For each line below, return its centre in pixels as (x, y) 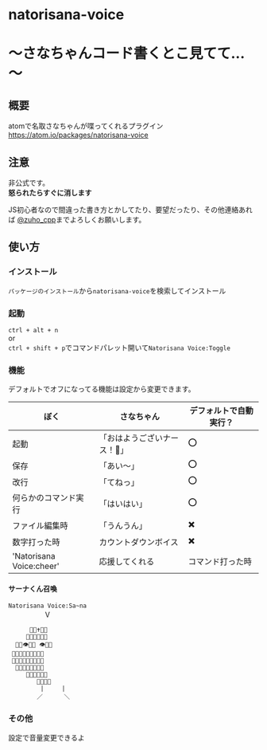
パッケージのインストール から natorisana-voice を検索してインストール (117, 291)
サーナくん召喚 (33, 588)
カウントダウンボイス (139, 542)
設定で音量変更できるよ (46, 737)
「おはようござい (131, 438)
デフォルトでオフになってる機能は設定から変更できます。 (102, 389)
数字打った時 (37, 542)
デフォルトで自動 (222, 410)
